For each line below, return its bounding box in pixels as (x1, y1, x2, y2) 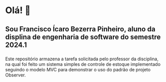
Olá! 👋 (5, 5, 31, 16)
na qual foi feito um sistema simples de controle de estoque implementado (5, 61, 161, 67)
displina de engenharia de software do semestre (5, 32, 161, 41)
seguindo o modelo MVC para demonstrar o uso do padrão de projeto (5, 66, 151, 72)
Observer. (5, 72, 26, 78)
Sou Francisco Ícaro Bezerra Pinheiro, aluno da (5, 25, 156, 33)
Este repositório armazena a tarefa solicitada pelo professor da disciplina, (5, 56, 159, 62)
